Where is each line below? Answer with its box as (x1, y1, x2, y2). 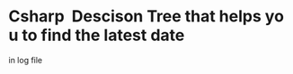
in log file (8, 54, 43, 65)
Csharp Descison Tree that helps (8, 6, 262, 27)
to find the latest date (22, 25, 185, 45)
